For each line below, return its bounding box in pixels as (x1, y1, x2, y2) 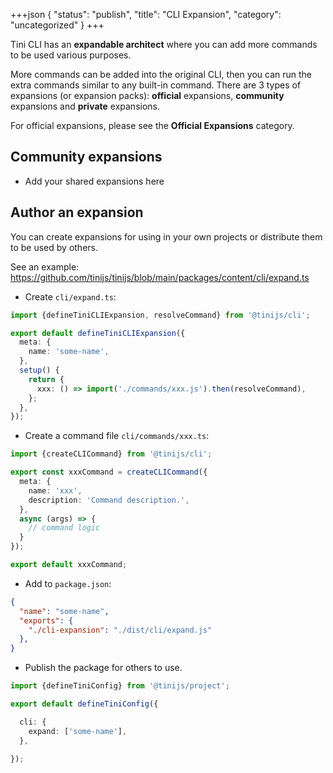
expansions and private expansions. (10, 100, 160, 112)
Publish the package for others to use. (24, 662, 183, 674)
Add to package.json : (24, 577, 112, 589)
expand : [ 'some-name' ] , (28, 726, 128, 736)
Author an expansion (10, 204, 144, 221)
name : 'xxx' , (28, 485, 83, 496)
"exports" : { (19, 615, 74, 626)
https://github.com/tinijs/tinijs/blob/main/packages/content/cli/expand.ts (10, 271, 310, 283)
